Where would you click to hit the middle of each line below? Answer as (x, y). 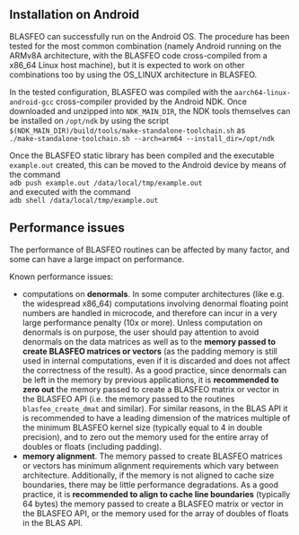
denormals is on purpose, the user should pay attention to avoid (141, 332)
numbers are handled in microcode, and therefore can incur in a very (149, 312)
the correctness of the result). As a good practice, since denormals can (154, 370)
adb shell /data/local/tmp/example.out (84, 200)
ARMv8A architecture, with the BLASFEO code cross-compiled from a (138, 55)
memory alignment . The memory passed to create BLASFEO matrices (152, 456)
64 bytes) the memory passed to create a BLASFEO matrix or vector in (153, 504)
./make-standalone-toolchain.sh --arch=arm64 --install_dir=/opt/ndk (142, 138)
